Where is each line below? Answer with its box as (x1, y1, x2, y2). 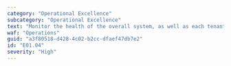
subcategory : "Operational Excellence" (7, 16, 122, 23)
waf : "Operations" (7, 29, 60, 36)
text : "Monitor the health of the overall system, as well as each (7, 23, 205, 30)
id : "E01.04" (7, 42, 45, 49)
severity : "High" (7, 49, 57, 56)
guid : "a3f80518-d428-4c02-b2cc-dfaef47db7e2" (7, 36, 143, 43)
